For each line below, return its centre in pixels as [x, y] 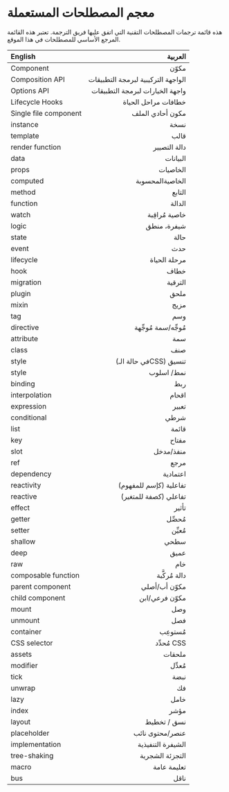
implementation [36, 744]
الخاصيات [173, 169]
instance [25, 124]
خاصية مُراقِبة [167, 214]
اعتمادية [175, 474]
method [23, 192]
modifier [24, 665]
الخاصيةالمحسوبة [161, 180]
